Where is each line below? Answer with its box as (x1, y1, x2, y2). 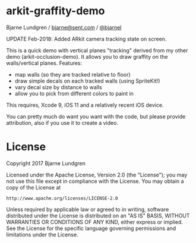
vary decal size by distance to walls (14, 83, 102, 90)
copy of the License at (6, 184, 61, 191)
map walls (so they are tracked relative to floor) (14, 71, 131, 78)
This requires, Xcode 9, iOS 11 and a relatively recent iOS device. (6, 101, 164, 108)
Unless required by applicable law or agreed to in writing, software (6, 206, 169, 213)
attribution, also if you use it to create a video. (6, 119, 119, 126)
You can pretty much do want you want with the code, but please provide (6, 113, 186, 120)
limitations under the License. (6, 231, 78, 238)
